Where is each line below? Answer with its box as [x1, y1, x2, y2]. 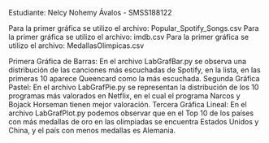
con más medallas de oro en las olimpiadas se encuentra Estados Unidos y [8, 117, 259, 126]
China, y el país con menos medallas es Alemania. [8, 126, 176, 135]
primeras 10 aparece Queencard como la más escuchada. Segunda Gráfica [8, 74, 260, 83]
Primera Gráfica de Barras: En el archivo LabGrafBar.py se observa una [8, 57, 246, 66]
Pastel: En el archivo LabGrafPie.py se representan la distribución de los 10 [8, 82, 259, 92]
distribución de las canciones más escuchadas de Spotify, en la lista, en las [8, 65, 262, 75]
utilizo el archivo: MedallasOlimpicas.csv [8, 41, 145, 50]
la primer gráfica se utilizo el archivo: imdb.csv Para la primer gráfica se [8, 32, 249, 41]
